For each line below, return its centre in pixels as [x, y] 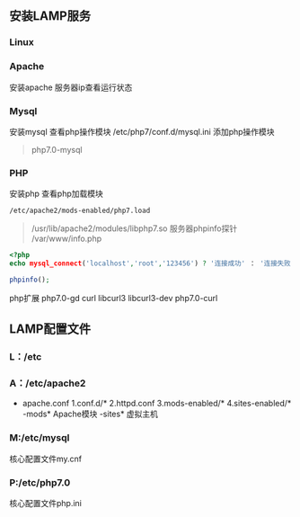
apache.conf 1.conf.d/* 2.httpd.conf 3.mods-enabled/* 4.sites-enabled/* [157, 404]
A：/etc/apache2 [48, 383]
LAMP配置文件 [50, 330]
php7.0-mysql [57, 149]
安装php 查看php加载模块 [56, 194]
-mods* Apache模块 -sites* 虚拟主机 [90, 414]
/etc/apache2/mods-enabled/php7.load [80, 211]
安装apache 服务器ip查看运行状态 [71, 87]
